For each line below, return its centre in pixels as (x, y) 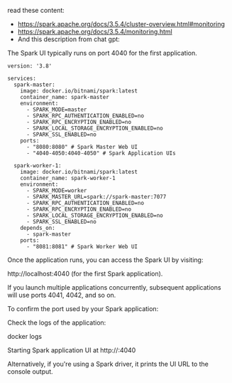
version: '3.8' (30, 66)
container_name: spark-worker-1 (68, 178)
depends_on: (38, 228)
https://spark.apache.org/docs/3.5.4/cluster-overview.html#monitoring (121, 24)
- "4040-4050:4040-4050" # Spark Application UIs (101, 153)
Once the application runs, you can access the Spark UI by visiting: (105, 260)
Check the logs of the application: (57, 322)
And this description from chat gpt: (69, 39)
